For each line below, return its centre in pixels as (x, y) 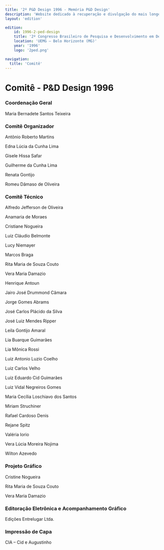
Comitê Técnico (24, 197)
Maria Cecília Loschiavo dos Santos (41, 397)
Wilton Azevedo (21, 454)
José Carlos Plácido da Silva (34, 312)
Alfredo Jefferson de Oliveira (34, 208)
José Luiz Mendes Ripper (31, 321)
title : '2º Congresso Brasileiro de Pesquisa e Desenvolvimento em (84, 37)
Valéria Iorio (17, 435)
